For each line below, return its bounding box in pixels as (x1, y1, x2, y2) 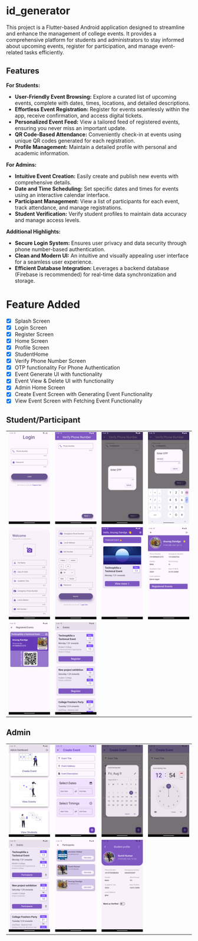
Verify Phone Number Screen (14, 358, 87, 365)
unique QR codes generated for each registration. (14, 137, 136, 144)
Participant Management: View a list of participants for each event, (14, 197, 180, 205)
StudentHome (14, 351, 49, 358)
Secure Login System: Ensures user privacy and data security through (14, 239, 187, 246)
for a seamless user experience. (14, 258, 93, 265)
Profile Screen (14, 344, 49, 351)
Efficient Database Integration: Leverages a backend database (14, 264, 170, 271)
